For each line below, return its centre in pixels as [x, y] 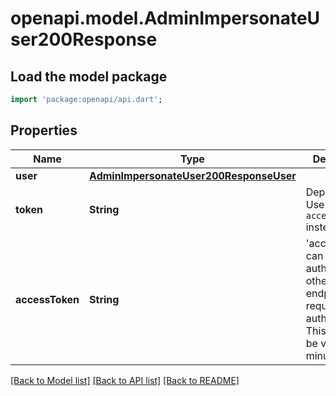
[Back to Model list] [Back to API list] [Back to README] [125, 380]
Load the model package [89, 76]
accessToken [47, 299]
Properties [44, 130]
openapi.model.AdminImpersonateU [165, 18]
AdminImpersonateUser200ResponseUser [193, 175]
